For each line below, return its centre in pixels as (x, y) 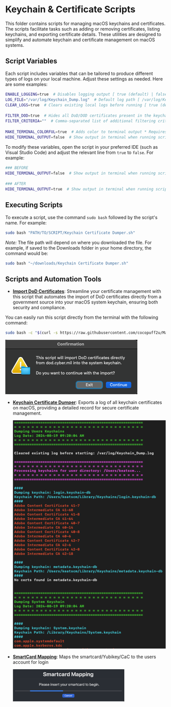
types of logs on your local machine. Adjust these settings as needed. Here (84, 79)
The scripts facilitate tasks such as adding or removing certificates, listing (83, 29)
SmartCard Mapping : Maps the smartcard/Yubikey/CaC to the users (84, 657)
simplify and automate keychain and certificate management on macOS (80, 40)
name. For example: (26, 223)
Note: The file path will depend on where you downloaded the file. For (78, 242)
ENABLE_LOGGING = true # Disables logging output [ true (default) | (79, 94)
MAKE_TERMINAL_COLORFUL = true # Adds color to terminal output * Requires (86, 132)
